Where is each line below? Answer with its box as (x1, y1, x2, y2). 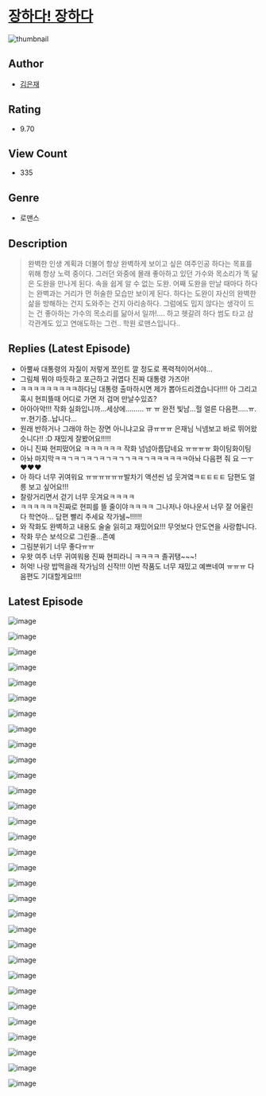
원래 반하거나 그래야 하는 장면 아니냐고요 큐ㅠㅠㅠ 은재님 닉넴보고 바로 (19, 423, 237, 433)
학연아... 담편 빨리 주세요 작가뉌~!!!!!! (28, 511, 143, 521)
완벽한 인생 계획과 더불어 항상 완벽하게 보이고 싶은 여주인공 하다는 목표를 (27, 259, 253, 268)
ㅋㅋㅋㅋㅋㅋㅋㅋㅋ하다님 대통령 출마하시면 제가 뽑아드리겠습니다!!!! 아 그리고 (19, 383, 258, 394)
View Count (8, 146, 67, 160)
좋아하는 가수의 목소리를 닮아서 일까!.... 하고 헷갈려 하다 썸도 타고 (44, 309, 245, 318)
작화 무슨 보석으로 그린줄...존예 (19, 531, 116, 541)
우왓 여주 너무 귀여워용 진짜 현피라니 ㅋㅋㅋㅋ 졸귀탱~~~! (19, 551, 197, 561)
